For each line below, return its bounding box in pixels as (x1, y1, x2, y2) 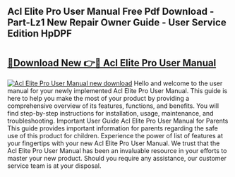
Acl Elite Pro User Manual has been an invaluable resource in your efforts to (7, 147, 227, 154)
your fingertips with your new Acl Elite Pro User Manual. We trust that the (7, 139, 220, 147)
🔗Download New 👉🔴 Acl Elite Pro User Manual (7, 56, 217, 69)
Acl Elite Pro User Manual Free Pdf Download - (7, 6, 215, 18)
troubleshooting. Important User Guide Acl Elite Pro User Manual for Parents (7, 116, 229, 125)
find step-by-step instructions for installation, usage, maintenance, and (7, 109, 214, 117)
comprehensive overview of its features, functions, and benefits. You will (7, 102, 219, 110)
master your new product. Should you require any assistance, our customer (7, 154, 227, 162)
